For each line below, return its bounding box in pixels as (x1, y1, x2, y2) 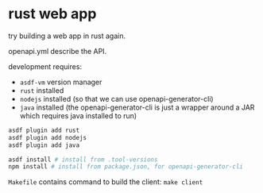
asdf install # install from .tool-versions (8, 156, 158, 164)
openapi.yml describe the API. (8, 46, 107, 56)
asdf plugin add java (8, 141, 80, 149)
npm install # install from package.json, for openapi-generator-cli (8, 163, 244, 171)
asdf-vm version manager (19, 77, 102, 87)
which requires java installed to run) (19, 110, 137, 120)
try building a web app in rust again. (8, 31, 126, 41)
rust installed (19, 85, 64, 95)
